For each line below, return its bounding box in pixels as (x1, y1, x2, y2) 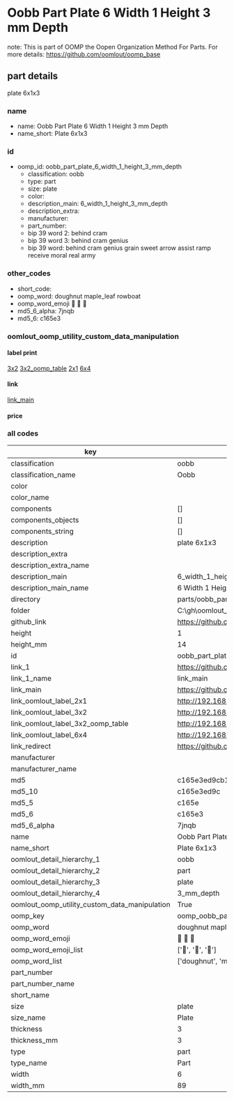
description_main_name (10, 583, 89, 592)
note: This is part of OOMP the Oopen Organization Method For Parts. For (7, 42, 218, 51)
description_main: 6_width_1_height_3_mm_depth (27, 200, 169, 208)
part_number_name (10, 979, 75, 988)
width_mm (10, 1080, 45, 1090)
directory (10, 594, 40, 603)
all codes (7, 429, 39, 438)
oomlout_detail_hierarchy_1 (10, 854, 100, 864)
